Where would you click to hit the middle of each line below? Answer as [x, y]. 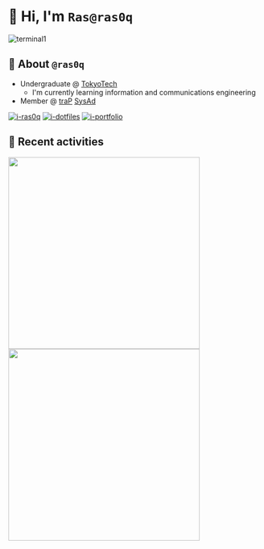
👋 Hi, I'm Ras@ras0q [71, 17]
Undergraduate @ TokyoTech [69, 83]
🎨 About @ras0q [46, 64]
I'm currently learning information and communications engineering [144, 92]
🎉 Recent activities [56, 142]
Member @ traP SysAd [58, 101]
